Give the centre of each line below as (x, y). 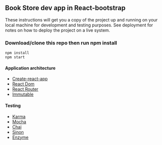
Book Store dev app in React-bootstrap (65, 8)
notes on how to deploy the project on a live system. (58, 30)
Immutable (23, 94)
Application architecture (30, 68)
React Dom (23, 84)
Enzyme (20, 137)
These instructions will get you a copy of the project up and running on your (81, 20)
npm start (15, 57)
